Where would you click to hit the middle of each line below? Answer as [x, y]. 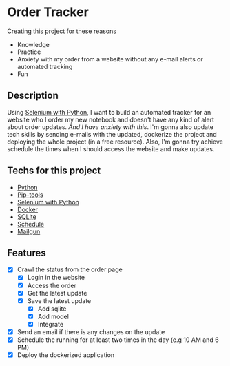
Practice [29, 52]
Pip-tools [30, 195]
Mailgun [29, 231]
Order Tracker [48, 12]
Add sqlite [52, 309]
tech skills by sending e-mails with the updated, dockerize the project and [112, 134]
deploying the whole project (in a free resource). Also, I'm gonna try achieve [115, 142]
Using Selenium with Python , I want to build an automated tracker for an [109, 112]
